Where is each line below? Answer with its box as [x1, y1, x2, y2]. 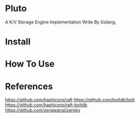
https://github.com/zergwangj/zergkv [5, 107, 81, 113]
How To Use [5, 59, 55, 70]
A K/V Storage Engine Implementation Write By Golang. [5, 19, 117, 25]
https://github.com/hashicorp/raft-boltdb [5, 102, 88, 108]
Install [5, 36, 31, 47]
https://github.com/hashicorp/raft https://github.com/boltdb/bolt [5, 97, 135, 103]
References [5, 81, 53, 92]
